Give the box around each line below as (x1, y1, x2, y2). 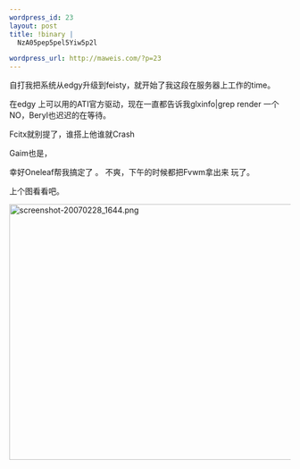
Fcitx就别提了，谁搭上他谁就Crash (9, 129, 136, 139)
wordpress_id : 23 (9, 13, 74, 22)
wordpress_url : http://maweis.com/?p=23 (9, 54, 162, 63)
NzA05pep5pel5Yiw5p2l (17, 38, 98, 47)
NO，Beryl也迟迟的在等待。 (9, 110, 112, 121)
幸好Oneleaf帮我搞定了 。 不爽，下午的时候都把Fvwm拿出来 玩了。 (9, 167, 255, 178)
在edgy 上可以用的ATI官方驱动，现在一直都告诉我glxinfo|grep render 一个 (9, 99, 279, 110)
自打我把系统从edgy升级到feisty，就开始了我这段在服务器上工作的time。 (9, 80, 276, 90)
